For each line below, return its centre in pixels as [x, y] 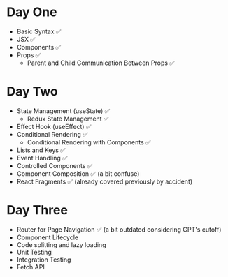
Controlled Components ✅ [55, 165]
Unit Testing [34, 252]
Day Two [33, 92]
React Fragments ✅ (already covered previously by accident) [105, 181]
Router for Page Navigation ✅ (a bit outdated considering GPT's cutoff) [119, 229]
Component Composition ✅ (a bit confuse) [78, 173]
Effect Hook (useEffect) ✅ [54, 126]
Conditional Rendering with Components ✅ [89, 142]
